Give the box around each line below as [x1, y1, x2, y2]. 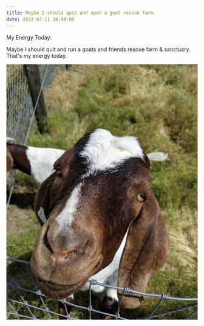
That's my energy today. [6, 52, 67, 59]
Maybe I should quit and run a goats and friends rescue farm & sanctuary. [6, 46, 191, 53]
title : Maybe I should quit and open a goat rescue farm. [6, 10, 156, 16]
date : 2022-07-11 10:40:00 [6, 16, 75, 23]
